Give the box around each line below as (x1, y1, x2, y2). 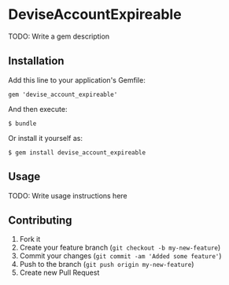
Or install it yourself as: (8, 133, 83, 142)
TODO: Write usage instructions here (8, 191, 127, 200)
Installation (8, 54, 65, 68)
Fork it (19, 235, 41, 244)
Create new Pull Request (19, 268, 100, 277)
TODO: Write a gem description (8, 31, 110, 41)
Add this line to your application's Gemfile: (8, 75, 146, 84)
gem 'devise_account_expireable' (8, 91, 118, 98)
